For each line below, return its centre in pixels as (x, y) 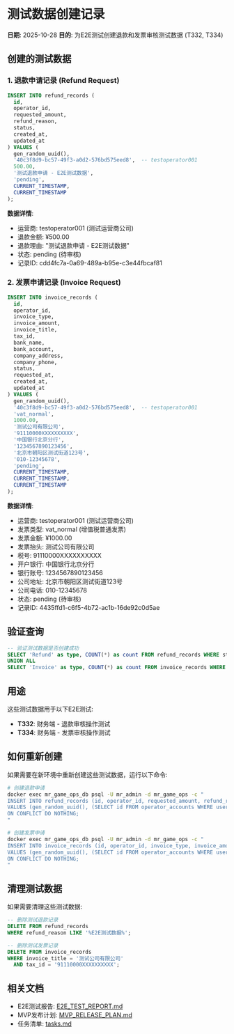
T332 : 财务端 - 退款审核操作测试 (64, 724)
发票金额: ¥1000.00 (45, 538)
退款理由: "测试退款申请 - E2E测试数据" (73, 245)
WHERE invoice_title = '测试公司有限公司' (65, 958)
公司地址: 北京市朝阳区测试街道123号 (70, 581)
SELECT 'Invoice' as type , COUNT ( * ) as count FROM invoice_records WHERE (117, 668)
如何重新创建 (35, 757)
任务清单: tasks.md (44, 1024)
